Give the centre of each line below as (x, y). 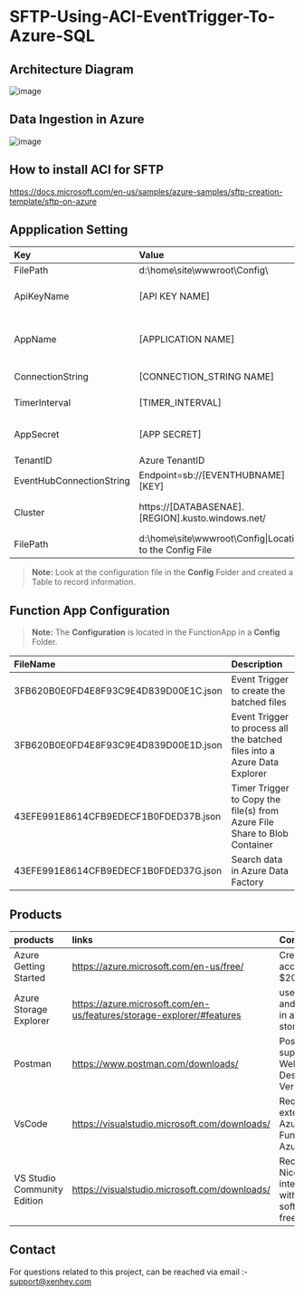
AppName (35, 340)
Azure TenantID (172, 461)
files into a (253, 751)
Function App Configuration (90, 610)
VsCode (31, 1124)
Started (30, 978)
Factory (247, 882)
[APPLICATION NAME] (187, 340)
